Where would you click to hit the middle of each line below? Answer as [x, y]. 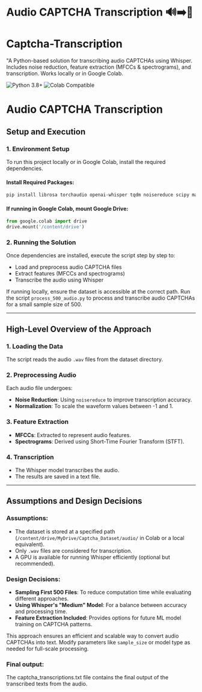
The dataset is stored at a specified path [65, 531]
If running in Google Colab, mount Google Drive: [67, 209]
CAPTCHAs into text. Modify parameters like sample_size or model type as [98, 642]
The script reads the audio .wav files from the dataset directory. [85, 359]
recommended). [35, 563]
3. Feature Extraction [38, 422]
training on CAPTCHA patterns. [54, 624]
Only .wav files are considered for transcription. [73, 550]
